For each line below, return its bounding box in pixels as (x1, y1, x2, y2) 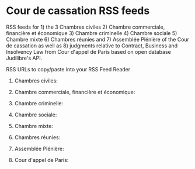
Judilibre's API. (6, 54, 43, 61)
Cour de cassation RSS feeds (6, 4, 150, 18)
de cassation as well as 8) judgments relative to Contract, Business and (6, 42, 178, 49)
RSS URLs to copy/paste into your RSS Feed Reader (6, 65, 131, 73)
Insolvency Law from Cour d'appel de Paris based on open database (6, 48, 171, 55)
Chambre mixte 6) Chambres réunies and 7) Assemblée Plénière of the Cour (6, 36, 190, 43)
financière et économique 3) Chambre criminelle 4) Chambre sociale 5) (6, 29, 177, 36)
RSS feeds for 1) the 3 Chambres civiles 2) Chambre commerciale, (6, 23, 165, 30)
